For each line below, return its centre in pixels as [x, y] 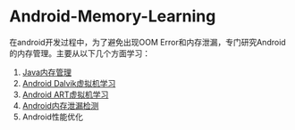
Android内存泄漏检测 [60, 105]
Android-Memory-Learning [113, 16]
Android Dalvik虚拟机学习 [69, 83]
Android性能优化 [52, 117]
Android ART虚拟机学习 [65, 94]
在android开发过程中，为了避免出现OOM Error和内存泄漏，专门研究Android [147, 42]
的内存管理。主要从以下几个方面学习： [80, 53]
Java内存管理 [47, 72]
